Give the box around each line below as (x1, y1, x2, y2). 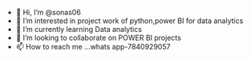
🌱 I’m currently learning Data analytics (15, 25, 143, 33)
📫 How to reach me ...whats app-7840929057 (15, 42, 171, 51)
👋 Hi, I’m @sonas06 (15, 8, 82, 17)
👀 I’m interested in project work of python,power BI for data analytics (15, 16, 244, 26)
